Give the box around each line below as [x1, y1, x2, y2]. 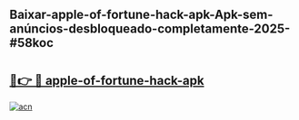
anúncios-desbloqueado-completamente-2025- [9, 22, 291, 37]
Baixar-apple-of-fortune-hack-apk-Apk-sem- [9, 7, 274, 23]
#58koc [9, 35, 55, 51]
